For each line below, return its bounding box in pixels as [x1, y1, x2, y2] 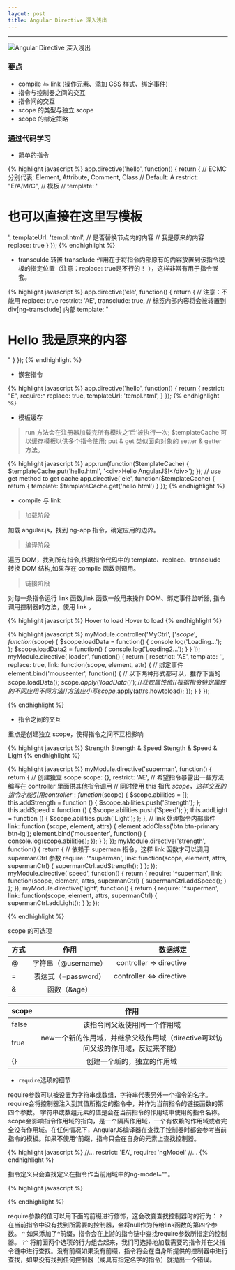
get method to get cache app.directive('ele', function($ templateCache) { [8, 474, 215, 482]
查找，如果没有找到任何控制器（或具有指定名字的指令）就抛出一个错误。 [8, 1255, 215, 1264]
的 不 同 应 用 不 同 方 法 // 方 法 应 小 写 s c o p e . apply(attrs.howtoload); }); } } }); [8, 687, 210, 695]
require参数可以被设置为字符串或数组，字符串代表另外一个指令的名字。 [8, 1090, 212, 1099]
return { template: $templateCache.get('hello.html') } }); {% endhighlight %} [8, 481, 226, 490]
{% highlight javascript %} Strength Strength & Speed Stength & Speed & [8, 744, 218, 752]
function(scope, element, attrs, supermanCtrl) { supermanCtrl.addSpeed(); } [8, 876, 227, 885]
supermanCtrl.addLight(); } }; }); [8, 898, 100, 907]
